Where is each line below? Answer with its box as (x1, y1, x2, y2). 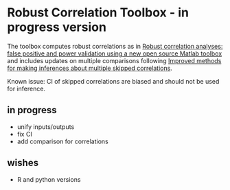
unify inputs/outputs (16, 122, 75, 131)
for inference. (7, 84, 46, 93)
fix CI (16, 130, 32, 138)
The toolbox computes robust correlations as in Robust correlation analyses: (7, 42, 223, 50)
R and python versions (16, 175, 81, 183)
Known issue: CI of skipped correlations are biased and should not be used (7, 77, 220, 85)
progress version (7, 19, 106, 35)
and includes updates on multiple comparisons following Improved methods (7, 56, 222, 64)
